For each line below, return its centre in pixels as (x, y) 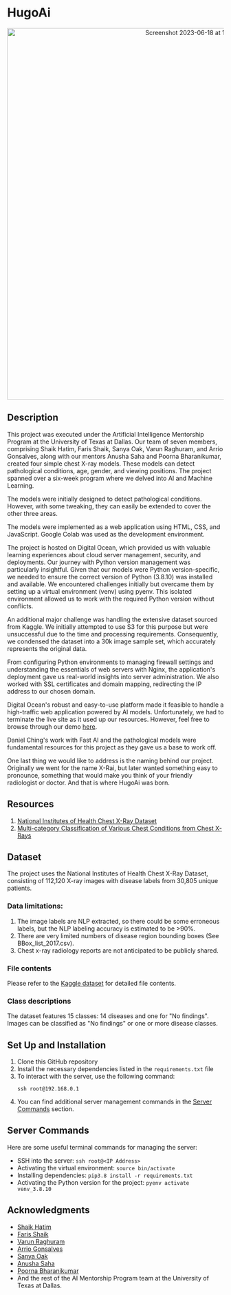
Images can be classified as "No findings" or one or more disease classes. (112, 1024)
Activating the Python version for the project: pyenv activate (103, 1182)
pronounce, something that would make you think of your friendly (100, 775)
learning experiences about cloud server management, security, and (104, 555)
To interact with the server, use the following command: (96, 1077)
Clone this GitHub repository (57, 1061)
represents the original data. (47, 648)
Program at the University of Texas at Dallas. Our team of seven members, (112, 442)
